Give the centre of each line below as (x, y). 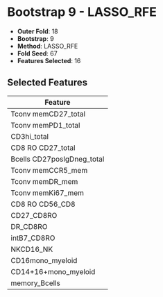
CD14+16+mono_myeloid (53, 271)
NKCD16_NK (32, 249)
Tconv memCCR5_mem (49, 170)
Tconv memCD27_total (48, 114)
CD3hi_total (30, 136)
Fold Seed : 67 (37, 53)
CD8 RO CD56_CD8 (43, 204)
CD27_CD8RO (34, 215)
